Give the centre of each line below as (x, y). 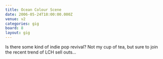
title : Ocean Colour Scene (33, 10)
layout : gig (18, 33)
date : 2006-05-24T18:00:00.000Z (39, 14)
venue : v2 (16, 19)
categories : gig (22, 24)
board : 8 (14, 28)
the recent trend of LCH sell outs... (41, 52)
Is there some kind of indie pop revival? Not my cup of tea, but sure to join (81, 47)
